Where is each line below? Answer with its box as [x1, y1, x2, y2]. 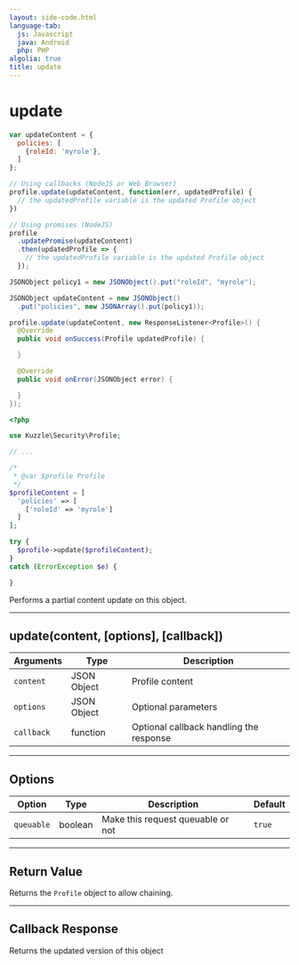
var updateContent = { [9, 130, 93, 139]
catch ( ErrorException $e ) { [9, 562, 117, 571]
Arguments [13, 655, 62, 667]
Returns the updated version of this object [9, 945, 164, 956]
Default [253, 798, 286, 810]
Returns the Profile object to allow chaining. [9, 888, 174, 898]
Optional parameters [132, 701, 218, 713]
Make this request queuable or [101, 813, 230, 825]
